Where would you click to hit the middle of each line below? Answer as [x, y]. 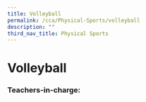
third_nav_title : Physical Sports [58, 33]
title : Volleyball [34, 14]
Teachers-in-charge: [44, 90]
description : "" [31, 27]
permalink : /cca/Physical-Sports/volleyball [74, 20]
